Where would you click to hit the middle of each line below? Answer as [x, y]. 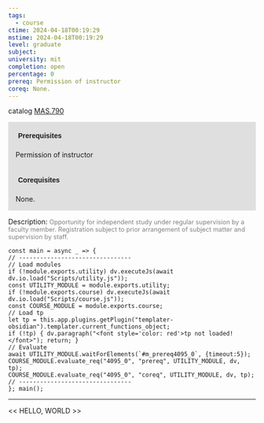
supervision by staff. [38, 237]
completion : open [37, 67]
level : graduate [35, 45]
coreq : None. [29, 89]
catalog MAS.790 [36, 111]
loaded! [221, 334]
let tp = [22, 320]
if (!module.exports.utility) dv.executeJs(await [91, 272]
